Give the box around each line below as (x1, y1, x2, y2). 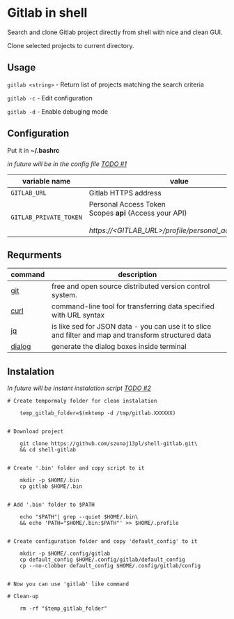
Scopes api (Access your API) (88, 208, 187, 218)
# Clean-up (7, 593, 39, 600)
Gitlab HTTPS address (88, 188, 162, 197)
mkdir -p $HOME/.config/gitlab (19, 550, 111, 558)
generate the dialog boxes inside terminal (51, 342, 187, 352)
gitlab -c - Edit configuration (7, 94, 93, 102)
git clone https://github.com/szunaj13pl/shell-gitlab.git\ (19, 440, 198, 447)
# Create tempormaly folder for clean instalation (7, 398, 157, 405)
